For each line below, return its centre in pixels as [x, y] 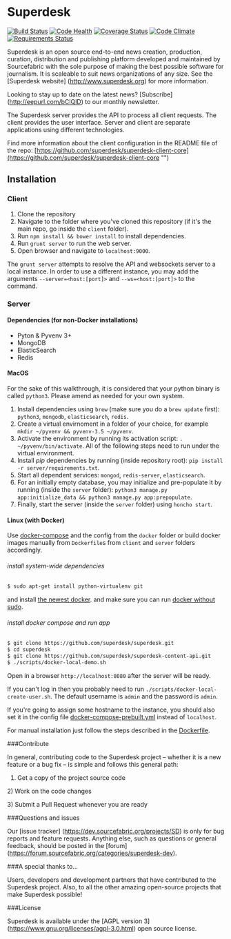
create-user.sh [29, 696]
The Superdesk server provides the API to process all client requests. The [112, 115]
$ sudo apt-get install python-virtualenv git [75, 586]
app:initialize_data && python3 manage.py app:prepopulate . [104, 497]
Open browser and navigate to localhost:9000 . [83, 250]
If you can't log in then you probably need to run [76, 689]
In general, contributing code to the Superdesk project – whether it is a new [114, 757]
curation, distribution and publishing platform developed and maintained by [114, 59]
